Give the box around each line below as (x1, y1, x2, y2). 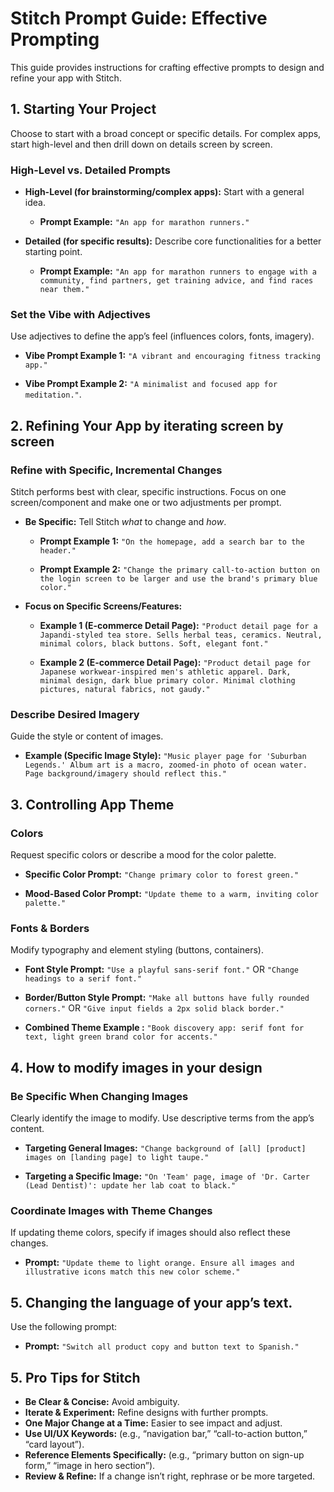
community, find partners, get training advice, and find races (39, 276, 314, 286)
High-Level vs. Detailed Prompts (10, 163, 171, 177)
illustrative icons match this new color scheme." (24, 1267, 241, 1277)
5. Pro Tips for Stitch (10, 1369, 141, 1386)
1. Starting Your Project (10, 101, 157, 118)
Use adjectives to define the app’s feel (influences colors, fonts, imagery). (10, 330, 315, 342)
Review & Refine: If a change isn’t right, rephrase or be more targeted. (24, 1470, 316, 1482)
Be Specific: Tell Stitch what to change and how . (24, 516, 227, 528)
